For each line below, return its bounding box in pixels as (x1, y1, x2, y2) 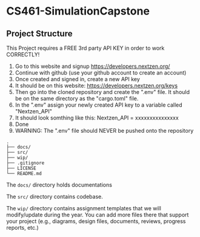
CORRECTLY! (6, 51, 40, 58)
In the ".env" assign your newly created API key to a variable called (15, 101, 183, 108)
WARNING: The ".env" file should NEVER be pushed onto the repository (15, 127, 194, 134)
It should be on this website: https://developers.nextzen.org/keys (15, 82, 178, 89)
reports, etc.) (6, 224, 39, 231)
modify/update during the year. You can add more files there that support (6, 211, 189, 218)
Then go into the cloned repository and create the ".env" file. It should (15, 88, 190, 95)
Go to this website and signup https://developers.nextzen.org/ (15, 62, 170, 70)
